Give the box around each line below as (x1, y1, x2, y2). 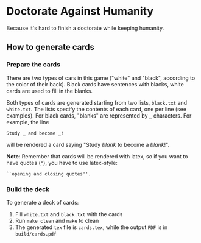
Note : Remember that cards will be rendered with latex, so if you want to (6, 152, 188, 160)
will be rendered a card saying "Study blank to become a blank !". (6, 141, 169, 148)
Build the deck (6, 185, 50, 193)
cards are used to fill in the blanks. (6, 87, 93, 94)
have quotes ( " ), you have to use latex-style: (6, 159, 118, 166)
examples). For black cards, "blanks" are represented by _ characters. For (6, 111, 192, 119)
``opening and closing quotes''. (6, 171, 91, 177)
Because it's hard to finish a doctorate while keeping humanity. (6, 24, 164, 32)
